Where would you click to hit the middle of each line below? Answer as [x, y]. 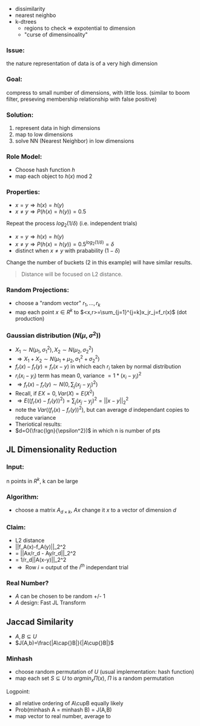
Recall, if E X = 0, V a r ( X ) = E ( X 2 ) [55, 393]
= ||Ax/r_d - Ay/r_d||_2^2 [45, 553]
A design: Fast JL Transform [50, 603]
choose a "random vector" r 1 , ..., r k [58, 304]
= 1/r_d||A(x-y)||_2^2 [41, 560]
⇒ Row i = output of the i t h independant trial [73, 567]
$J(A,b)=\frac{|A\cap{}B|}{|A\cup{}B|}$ [64, 643]
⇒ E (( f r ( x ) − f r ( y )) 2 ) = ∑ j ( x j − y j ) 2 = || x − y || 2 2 [73, 401]
